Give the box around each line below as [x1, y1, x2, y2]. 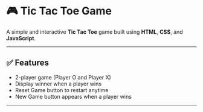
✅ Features [6, 58, 50, 68]
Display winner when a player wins [14, 80, 101, 87]
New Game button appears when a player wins [14, 93, 132, 100]
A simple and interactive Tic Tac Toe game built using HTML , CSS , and [6, 28, 183, 36]
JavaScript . [6, 34, 36, 42]
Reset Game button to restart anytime [14, 86, 109, 93]
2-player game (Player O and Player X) [14, 73, 112, 81]
